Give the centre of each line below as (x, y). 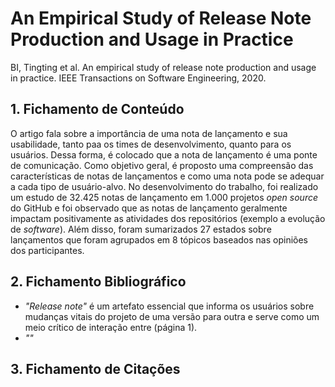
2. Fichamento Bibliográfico (98, 282)
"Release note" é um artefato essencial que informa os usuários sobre (169, 306)
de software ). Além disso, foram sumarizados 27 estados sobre (141, 229)
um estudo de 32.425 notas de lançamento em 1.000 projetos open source (164, 197)
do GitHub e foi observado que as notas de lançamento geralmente (149, 208)
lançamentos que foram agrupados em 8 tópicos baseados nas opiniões (159, 239)
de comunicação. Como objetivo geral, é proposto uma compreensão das (162, 165)
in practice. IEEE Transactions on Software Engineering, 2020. (138, 78)
